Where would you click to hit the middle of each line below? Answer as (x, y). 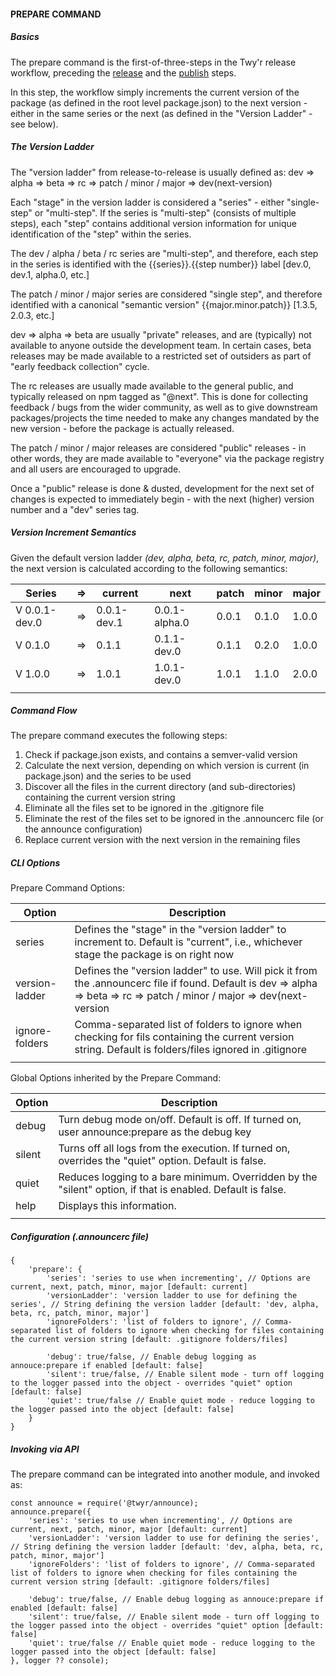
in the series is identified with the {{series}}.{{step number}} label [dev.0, (161, 264)
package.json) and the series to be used (108, 776)
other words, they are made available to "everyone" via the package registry (167, 458)
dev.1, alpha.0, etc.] (50, 274)
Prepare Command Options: (67, 888)
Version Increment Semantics (73, 532)
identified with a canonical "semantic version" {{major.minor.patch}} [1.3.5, (164, 304)
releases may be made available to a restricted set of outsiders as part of (161, 356)
